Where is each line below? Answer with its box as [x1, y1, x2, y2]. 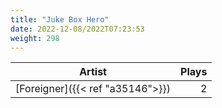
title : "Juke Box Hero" [10, 14, 110, 25]
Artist [79, 65, 107, 79]
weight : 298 [10, 33, 60, 43]
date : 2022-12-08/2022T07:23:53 [10, 24, 145, 34]
